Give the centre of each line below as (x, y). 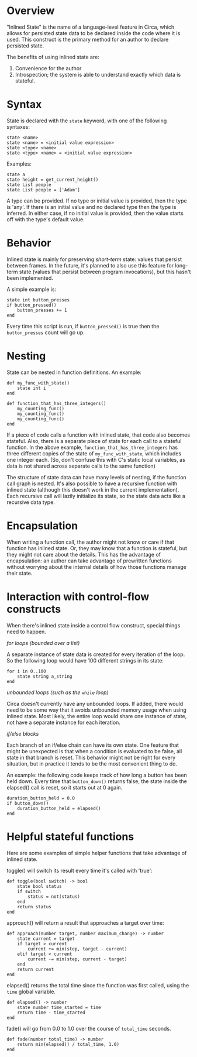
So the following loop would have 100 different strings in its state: (85, 660)
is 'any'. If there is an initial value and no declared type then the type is (91, 207)
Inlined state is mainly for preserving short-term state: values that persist (94, 259)
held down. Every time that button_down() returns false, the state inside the (97, 781)
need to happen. (26, 632)
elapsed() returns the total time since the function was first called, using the (98, 985)
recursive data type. (31, 502)
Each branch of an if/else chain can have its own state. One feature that (93, 745)
